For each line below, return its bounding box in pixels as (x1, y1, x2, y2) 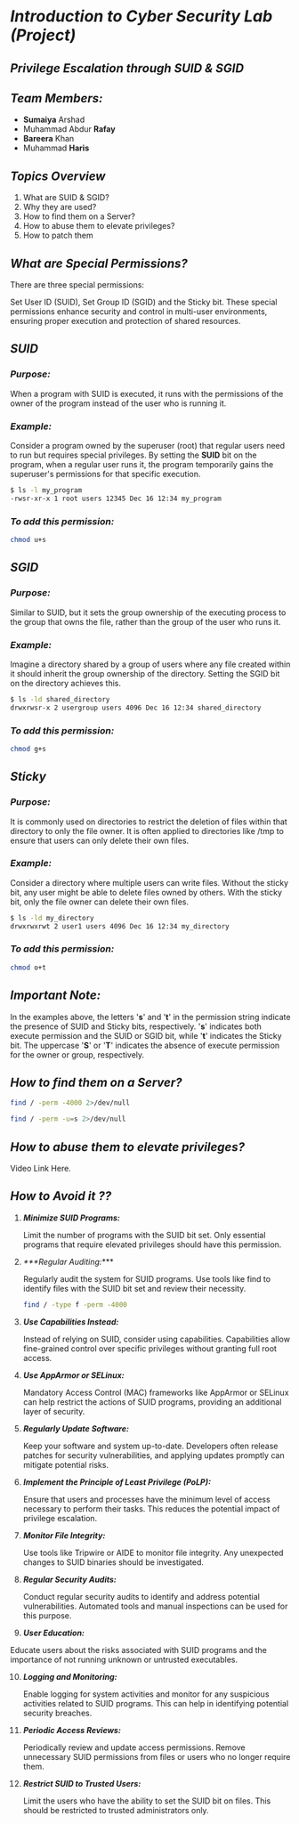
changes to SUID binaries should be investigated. (22, 1556, 204, 1568)
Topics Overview (10, 168, 106, 183)
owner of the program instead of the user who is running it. (10, 398, 227, 409)
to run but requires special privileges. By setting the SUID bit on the (10, 450, 257, 460)
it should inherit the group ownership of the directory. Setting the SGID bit (10, 668, 280, 678)
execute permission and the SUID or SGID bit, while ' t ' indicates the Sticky (10, 1030, 283, 1041)
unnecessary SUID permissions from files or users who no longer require (22, 1751, 291, 1762)
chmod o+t (10, 963, 47, 972)
